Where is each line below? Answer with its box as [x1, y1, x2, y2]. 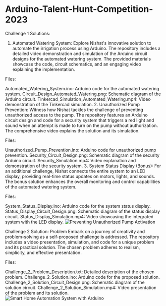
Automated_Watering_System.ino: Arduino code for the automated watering [5, 85, 160, 91]
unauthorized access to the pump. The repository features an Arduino [5, 112, 148, 118]
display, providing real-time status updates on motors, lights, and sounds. [5, 173, 155, 179]
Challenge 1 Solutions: [5, 30, 51, 36]
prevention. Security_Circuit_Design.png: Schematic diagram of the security [5, 152, 160, 158]
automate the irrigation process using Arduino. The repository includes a [12, 45, 161, 51]
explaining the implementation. [12, 66, 75, 72]
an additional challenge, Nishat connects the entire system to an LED [5, 168, 146, 174]
